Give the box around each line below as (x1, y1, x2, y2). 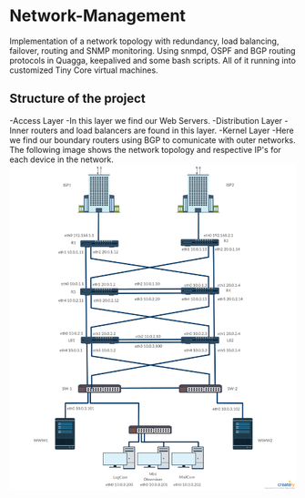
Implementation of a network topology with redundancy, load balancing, (9, 36, 280, 46)
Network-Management (9, 5, 187, 26)
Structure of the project (9, 91, 146, 107)
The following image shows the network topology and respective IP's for (9, 144, 282, 155)
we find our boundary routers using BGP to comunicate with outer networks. (9, 134, 296, 146)
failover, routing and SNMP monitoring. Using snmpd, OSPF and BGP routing (9, 45, 296, 56)
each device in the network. (9, 154, 114, 165)
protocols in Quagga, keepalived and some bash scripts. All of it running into (9, 55, 296, 66)
